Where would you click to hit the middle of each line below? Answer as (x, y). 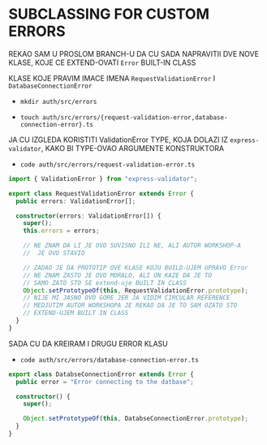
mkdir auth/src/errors (58, 102)
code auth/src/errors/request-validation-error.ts (108, 164)
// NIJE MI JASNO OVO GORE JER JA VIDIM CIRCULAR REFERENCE (127, 298)
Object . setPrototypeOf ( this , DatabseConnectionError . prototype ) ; (136, 419)
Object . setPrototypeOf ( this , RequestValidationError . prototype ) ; (136, 290)
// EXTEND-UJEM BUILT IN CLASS (76, 313)
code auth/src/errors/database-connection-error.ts (109, 360)
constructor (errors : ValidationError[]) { (88, 216)
